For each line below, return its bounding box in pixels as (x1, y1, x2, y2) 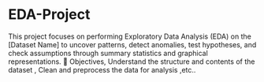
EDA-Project (8, 6, 91, 24)
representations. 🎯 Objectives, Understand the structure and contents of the (8, 57, 255, 66)
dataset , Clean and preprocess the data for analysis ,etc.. (8, 65, 196, 74)
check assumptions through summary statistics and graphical (8, 48, 209, 58)
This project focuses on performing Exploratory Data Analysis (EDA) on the (8, 32, 252, 41)
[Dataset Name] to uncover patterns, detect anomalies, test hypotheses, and (8, 39, 257, 49)
